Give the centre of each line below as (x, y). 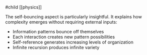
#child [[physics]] (23, 7)
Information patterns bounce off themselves (58, 31)
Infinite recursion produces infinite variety (56, 47)
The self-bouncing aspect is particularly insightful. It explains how (73, 17)
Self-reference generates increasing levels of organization (73, 42)
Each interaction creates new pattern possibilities (63, 37)
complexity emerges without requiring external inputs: (61, 22)
